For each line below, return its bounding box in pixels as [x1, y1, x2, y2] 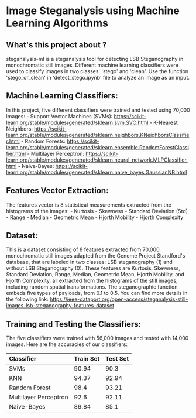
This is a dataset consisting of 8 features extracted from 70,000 [6, 246, 160, 253]
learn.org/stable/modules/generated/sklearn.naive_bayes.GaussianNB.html [6, 169, 187, 176]
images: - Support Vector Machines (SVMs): [6, 112, 113, 119]
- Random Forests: [20, 138, 66, 145]
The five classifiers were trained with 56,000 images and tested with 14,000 [6, 335, 189, 342]
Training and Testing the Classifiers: [6, 319, 142, 329]
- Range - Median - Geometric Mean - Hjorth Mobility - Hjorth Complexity [6, 214, 184, 221]
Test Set [105, 355, 129, 363]
